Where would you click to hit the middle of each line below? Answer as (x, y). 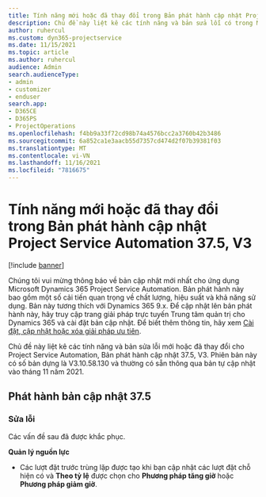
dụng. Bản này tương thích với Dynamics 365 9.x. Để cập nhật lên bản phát (130, 305)
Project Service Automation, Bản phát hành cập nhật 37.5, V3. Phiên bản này (133, 354)
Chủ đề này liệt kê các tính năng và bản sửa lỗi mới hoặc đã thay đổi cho (126, 346)
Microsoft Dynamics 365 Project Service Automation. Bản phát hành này (126, 289)
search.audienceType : (44, 75)
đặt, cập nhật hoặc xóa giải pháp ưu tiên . (75, 331)
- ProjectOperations (42, 126)
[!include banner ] (36, 265)
